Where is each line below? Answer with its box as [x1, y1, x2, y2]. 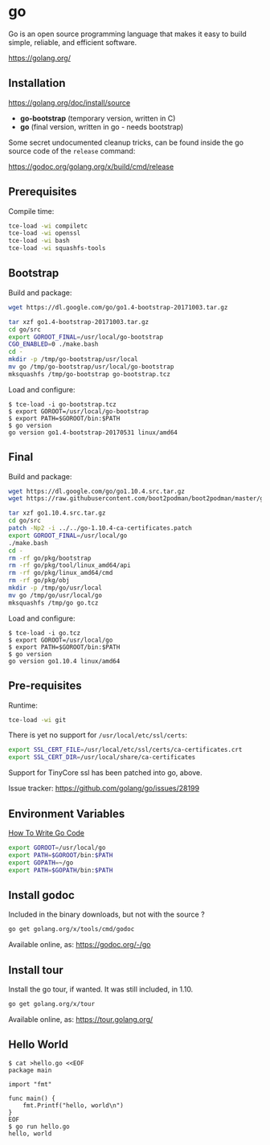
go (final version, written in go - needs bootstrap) [19, 121, 184, 131]
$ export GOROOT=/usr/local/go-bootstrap [8, 407, 149, 416]
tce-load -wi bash [8, 236, 70, 245]
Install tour [8, 963, 64, 977]
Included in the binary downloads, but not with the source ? [8, 909, 205, 919]
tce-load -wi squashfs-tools [8, 244, 106, 252]
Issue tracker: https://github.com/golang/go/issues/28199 [8, 783, 199, 794]
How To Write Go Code [8, 827, 85, 838]
